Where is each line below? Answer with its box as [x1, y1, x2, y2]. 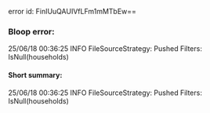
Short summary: [8, 70, 63, 79]
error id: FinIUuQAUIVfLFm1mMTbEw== [8, 7, 137, 16]
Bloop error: [8, 26, 55, 37]
